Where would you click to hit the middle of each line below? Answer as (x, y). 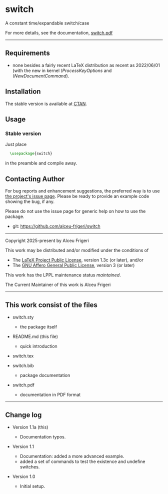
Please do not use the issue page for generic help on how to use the (75, 211)
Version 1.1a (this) (30, 427)
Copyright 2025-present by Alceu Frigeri (47, 240)
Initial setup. (32, 486)
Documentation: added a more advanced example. (72, 456)
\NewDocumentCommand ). (41, 75)
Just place (16, 144)
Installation (23, 92)
